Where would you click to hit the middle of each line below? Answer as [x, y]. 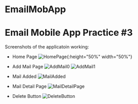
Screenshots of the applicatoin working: [47, 47]
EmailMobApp [35, 9]
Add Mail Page [28, 67]
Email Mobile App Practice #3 [69, 33]
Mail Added [24, 76]
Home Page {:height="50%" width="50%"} [72, 57]
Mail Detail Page [29, 86]
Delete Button [27, 96]
